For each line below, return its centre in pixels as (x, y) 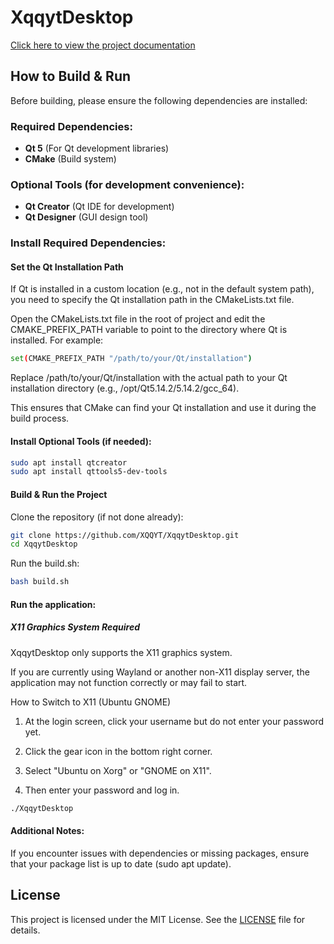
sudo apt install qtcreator (69, 462)
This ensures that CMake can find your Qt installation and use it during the (163, 408)
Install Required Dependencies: (88, 243)
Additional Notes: (47, 831)
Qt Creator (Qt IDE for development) (99, 207)
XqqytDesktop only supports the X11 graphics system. (121, 652)
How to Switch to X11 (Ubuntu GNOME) (91, 702)
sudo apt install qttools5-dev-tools (89, 472)
